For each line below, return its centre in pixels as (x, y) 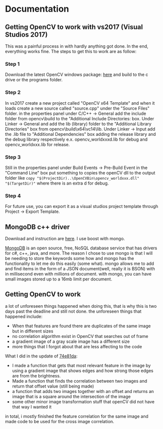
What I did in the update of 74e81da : (41, 356)
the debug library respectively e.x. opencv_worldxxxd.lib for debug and (76, 139)
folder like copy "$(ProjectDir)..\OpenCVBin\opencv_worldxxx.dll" (72, 178)
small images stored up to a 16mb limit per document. (59, 279)
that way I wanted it (32, 407)
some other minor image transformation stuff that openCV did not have (83, 401)
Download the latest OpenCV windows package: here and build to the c (77, 75)
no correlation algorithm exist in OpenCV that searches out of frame (80, 336)
